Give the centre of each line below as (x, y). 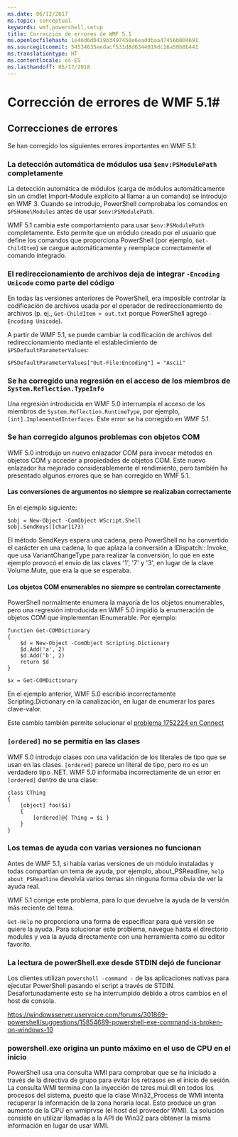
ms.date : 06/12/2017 (38, 14)
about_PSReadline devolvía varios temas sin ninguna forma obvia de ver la (115, 878)
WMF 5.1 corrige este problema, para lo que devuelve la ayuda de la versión (118, 900)
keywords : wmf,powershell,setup (55, 27)
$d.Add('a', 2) (43, 649)
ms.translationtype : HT (43, 54)
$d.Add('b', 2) (43, 656)
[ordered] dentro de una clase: (53, 780)
